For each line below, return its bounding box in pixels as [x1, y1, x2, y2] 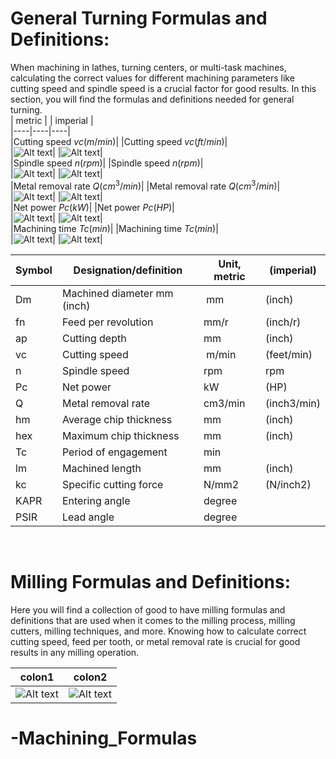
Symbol [15, 263, 53, 277]
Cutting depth [61, 331, 127, 345]
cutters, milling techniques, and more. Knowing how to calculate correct [10, 625, 307, 637]
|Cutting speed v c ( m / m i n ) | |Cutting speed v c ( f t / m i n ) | [10, 135, 228, 147]
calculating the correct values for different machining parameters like [10, 72, 295, 84]
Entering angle [61, 493, 131, 507]
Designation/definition [73, 263, 183, 277]
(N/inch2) [265, 477, 312, 491]
